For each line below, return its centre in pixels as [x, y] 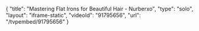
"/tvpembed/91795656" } [37, 22]
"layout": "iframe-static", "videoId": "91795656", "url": [73, 15]
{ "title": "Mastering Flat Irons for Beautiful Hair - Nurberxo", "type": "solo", [99, 9]
